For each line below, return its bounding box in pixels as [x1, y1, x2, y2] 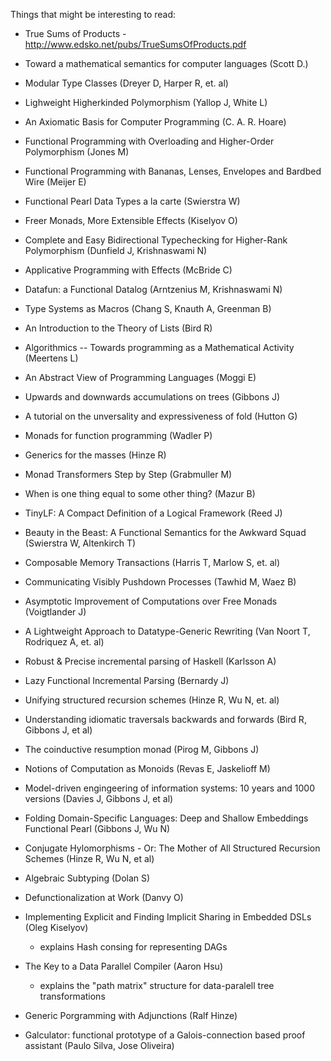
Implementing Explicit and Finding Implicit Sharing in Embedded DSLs [24, 911, 312, 923]
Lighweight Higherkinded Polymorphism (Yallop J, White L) [24, 97, 268, 108]
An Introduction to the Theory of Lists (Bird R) [24, 322, 213, 334]
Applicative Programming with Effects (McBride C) [24, 264, 233, 276]
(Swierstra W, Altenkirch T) [24, 537, 137, 549]
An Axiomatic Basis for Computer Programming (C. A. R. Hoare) [24, 116, 287, 128]
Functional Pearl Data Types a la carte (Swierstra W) [24, 195, 241, 207]
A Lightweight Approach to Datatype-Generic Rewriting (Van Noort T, [24, 625, 311, 637]
